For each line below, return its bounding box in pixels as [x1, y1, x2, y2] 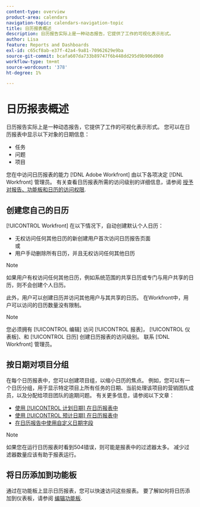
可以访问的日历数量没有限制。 [11, 302, 85, 308]
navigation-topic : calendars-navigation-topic [6, 20, 124, 26]
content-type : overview [6, 8, 65, 15]
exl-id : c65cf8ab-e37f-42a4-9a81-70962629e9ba [6, 48, 124, 54]
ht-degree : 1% [6, 70, 42, 76]
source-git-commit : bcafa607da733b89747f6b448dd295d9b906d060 [6, 53, 164, 59]
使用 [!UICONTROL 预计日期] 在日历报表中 [14, 412, 118, 419]
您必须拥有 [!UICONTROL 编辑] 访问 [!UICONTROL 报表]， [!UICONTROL [6, 326, 184, 333]
